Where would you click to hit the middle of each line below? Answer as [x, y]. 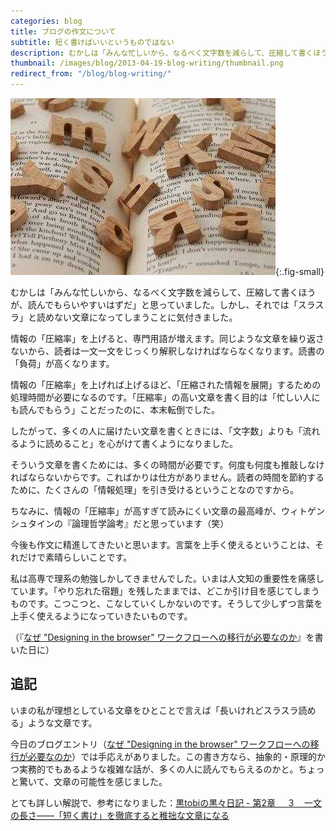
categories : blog [46, 21]
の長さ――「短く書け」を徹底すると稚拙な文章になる [120, 815]
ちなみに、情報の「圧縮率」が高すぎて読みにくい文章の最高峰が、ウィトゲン [168, 511]
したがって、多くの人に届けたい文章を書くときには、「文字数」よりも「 [156, 431]
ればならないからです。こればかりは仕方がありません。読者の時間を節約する [167, 477]
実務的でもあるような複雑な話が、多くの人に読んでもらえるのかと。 [158, 769]
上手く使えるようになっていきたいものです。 [101, 616]
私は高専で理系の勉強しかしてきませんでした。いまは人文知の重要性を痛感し [167, 578]
